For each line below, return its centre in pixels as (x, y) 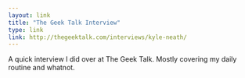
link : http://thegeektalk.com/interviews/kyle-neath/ (98, 37)
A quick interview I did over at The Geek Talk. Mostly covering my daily (122, 59)
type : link (26, 30)
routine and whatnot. (42, 68)
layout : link (29, 15)
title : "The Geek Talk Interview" (65, 23)
